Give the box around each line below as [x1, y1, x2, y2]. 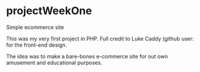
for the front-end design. [6, 41, 67, 48]
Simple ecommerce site [6, 24, 64, 31]
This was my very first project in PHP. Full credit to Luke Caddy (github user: [6, 35, 194, 42]
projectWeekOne [6, 4, 93, 18]
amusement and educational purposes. [6, 59, 103, 66]
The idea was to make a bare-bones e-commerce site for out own [6, 53, 168, 60]
